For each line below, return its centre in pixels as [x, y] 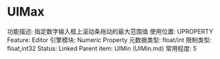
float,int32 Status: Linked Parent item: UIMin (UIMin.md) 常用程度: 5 [102, 48]
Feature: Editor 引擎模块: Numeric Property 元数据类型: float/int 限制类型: [109, 40]
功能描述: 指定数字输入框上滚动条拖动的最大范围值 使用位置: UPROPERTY [110, 31]
